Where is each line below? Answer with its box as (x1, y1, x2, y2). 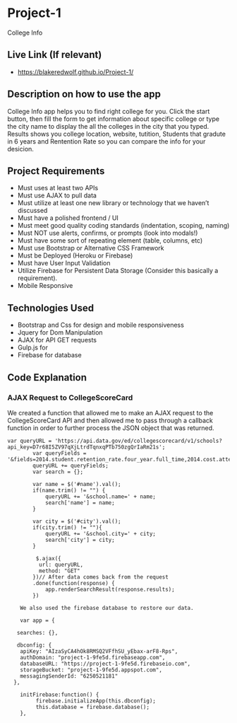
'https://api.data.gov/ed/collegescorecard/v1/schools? (54, 437, 222, 444)
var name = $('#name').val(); (32, 480, 121, 487)
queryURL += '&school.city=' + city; (44, 530, 157, 537)
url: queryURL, (38, 561, 83, 568)
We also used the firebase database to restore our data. (20, 604, 194, 611)
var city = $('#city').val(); (32, 518, 121, 525)
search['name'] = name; (44, 499, 115, 507)
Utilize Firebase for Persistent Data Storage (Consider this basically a (17, 267, 219, 275)
